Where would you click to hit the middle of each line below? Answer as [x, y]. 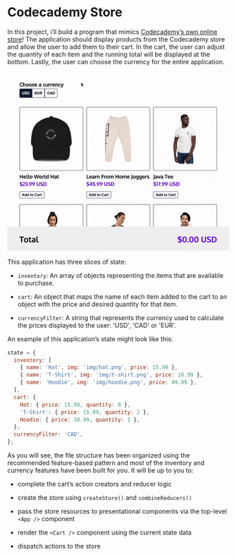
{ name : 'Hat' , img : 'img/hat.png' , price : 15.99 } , [99, 367]
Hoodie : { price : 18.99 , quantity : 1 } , [80, 420]
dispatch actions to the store [59, 546]
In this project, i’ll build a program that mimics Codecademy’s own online [112, 32]
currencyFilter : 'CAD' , [48, 434]
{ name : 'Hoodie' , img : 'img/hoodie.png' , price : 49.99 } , [108, 382]
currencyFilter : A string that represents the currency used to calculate [120, 317]
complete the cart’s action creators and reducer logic [94, 484]
